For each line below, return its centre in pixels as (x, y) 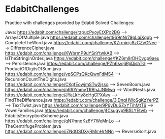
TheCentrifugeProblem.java (33, 126)
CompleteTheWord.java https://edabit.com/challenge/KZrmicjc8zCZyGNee (81, 42)
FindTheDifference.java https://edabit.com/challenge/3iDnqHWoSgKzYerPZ (82, 100)
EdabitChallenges (42, 9)
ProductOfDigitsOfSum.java (33, 69)
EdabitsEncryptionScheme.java (37, 115)
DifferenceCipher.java (33, 48)
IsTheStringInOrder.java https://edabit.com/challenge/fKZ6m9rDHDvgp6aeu (82, 58)
